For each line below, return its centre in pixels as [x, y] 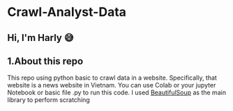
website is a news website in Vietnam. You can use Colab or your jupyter [112, 85]
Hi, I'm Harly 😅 [41, 38]
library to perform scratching [49, 100]
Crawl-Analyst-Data [67, 12]
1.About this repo [45, 61]
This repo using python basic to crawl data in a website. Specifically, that [112, 78]
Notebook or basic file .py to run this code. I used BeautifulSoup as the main [117, 93]
